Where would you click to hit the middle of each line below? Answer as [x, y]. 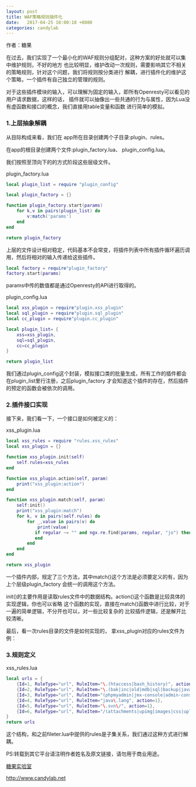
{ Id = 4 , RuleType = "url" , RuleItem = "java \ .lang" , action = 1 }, [90, 700]
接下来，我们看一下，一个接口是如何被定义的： [62, 418]
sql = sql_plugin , [36, 340]
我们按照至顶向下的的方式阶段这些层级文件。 [60, 162]
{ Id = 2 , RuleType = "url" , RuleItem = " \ [61, 690]
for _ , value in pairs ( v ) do [61, 521]
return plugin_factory [34, 238]
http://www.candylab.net [36, 778]
